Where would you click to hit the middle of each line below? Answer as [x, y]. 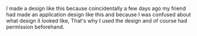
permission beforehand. [35, 27]
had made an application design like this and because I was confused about [98, 15]
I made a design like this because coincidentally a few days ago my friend [96, 8]
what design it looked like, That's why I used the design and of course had [97, 21]
